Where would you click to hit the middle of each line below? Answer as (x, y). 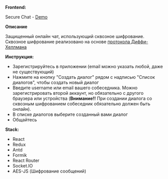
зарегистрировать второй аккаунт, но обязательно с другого (78, 93)
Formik (20, 155)
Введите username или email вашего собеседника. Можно (75, 88)
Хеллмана (16, 47)
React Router (26, 160)
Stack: (12, 129)
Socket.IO (23, 166)
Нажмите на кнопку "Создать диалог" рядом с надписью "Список (84, 77)
